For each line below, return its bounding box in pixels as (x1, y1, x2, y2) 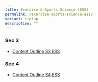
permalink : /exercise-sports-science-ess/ (5, 12, 93, 17)
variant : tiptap (5, 16, 38, 21)
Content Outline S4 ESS (12, 72, 60, 78)
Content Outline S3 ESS (12, 48, 60, 54)
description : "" (5, 21, 38, 26)
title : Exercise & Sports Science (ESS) (5, 7, 89, 12)
